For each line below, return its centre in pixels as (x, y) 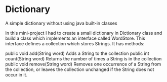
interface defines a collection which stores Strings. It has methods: (75, 43)
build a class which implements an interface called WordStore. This (75, 38)
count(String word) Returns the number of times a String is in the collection (83, 58)
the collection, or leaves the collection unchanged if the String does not (80, 69)
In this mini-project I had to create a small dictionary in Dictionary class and (84, 33)
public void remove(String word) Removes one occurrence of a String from (83, 64)
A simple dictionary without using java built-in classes (61, 23)
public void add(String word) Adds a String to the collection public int (77, 53)
